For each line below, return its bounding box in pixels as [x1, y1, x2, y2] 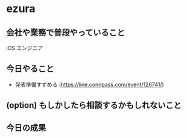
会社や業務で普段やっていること [6, 27, 125, 37]
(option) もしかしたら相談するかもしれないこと [6, 100, 182, 110]
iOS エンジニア [6, 45, 43, 51]
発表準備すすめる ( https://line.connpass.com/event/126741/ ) [14, 81, 164, 88]
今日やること [6, 64, 54, 74]
